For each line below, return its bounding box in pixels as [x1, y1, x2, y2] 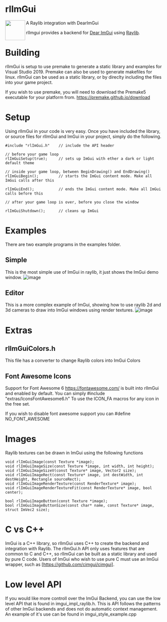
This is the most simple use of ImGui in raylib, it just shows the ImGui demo [5, 269, 159, 275]
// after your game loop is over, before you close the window [5, 200, 139, 205]
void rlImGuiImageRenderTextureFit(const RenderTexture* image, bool [5, 486, 153, 491]
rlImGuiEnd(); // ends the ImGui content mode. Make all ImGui [5, 187, 162, 192]
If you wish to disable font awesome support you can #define [5, 411, 131, 416]
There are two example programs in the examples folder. [5, 241, 121, 247]
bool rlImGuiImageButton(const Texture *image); [5, 499, 108, 504]
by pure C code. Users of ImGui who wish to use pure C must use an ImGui [5, 556, 159, 562]
